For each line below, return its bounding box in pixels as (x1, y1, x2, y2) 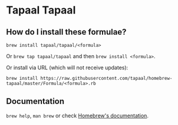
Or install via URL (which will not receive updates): (6, 64, 128, 71)
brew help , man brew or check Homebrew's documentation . (6, 112, 149, 119)
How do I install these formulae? (6, 27, 127, 37)
